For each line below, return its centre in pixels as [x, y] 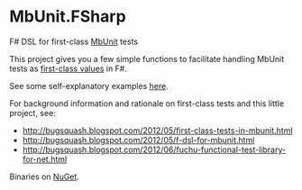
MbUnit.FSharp [68, 17]
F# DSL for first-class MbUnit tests [73, 41]
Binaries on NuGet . [44, 176]
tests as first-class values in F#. [69, 68]
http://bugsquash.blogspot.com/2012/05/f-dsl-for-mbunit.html [138, 140]
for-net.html [45, 158]
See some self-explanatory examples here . [89, 86]
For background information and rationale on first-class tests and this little [147, 103]
